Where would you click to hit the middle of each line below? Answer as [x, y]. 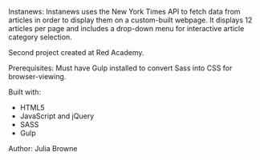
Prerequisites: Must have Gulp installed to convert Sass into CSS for [120, 68]
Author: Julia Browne [43, 148]
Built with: [25, 92]
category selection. [40, 37]
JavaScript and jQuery [57, 116]
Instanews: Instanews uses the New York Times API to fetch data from [124, 12]
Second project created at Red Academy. [76, 52]
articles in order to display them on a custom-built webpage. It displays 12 [130, 20]
